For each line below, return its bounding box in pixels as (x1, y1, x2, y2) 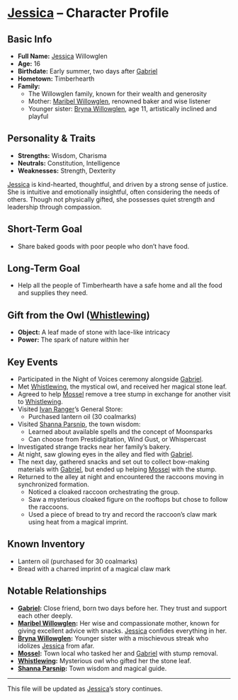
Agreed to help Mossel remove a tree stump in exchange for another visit (17, 390, 231, 398)
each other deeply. (17, 611, 73, 620)
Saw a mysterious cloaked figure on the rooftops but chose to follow (28, 495, 228, 504)
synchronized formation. (17, 480, 90, 489)
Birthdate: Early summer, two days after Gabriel (17, 67, 158, 75)
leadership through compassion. (7, 202, 102, 211)
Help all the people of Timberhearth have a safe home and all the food (17, 281, 223, 289)
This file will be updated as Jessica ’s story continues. (7, 684, 163, 693)
